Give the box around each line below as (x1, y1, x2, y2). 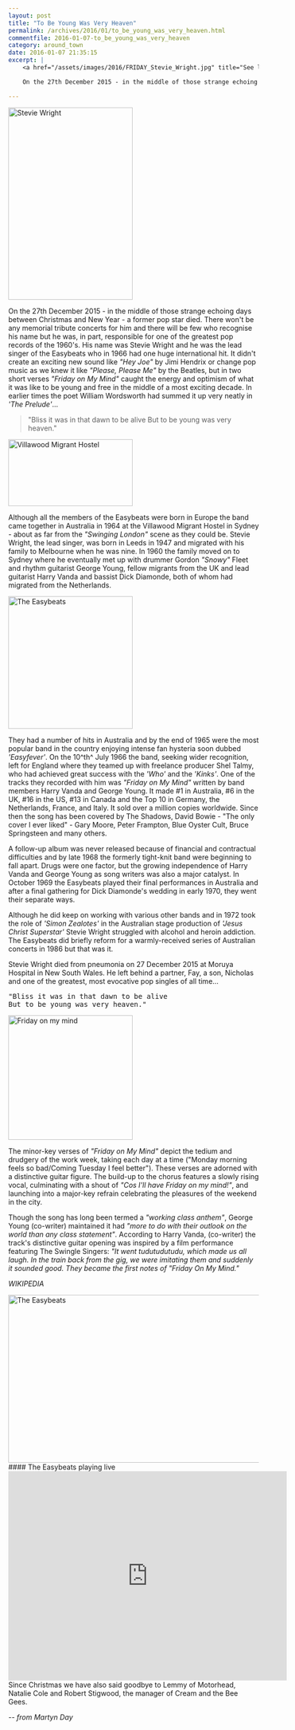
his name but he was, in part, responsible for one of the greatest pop (8, 332, 234, 341)
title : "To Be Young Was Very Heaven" (8, 19, 137, 27)
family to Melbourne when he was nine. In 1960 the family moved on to (8, 546, 240, 556)
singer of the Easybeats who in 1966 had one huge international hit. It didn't (8, 348, 256, 358)
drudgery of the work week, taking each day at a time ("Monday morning (8, 1154, 248, 1164)
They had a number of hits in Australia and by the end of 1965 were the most (8, 735, 259, 745)
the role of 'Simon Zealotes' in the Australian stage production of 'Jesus (8, 918, 243, 928)
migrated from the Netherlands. (8, 580, 111, 590)
